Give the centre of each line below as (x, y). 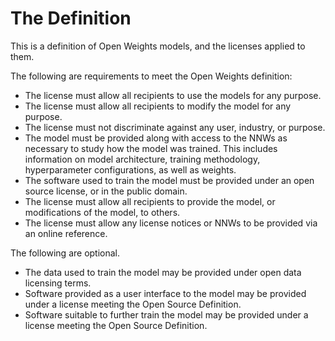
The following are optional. (65, 253)
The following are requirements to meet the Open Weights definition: (151, 76)
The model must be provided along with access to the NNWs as (156, 138)
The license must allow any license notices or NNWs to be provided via (171, 223)
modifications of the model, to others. (102, 212)
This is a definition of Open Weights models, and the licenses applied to (158, 46)
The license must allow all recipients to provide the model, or (150, 201)
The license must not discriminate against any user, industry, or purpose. (175, 127)
